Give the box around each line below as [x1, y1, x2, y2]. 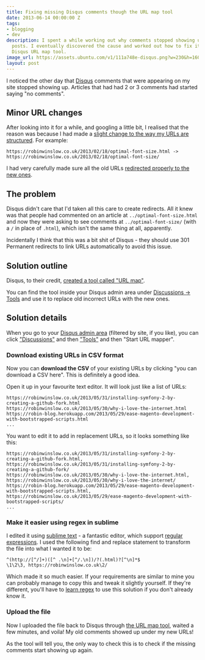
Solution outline [6, 260, 68, 271]
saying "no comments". [6, 90, 65, 97]
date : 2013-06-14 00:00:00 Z [6, 15, 81, 21]
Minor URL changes [6, 108, 82, 118]
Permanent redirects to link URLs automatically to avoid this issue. [6, 243, 173, 251]
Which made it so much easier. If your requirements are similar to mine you [6, 573, 195, 581]
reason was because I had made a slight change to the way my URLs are [6, 130, 189, 137]
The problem [6, 189, 56, 199]
